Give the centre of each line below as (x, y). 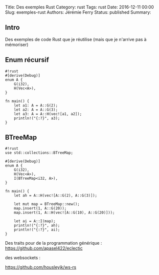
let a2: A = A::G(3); (36, 109)
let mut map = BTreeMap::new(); (47, 204)
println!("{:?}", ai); (37, 230)
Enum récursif (27, 60)
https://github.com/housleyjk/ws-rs (41, 267)
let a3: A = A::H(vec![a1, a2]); (48, 114)
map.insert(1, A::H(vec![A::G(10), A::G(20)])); (64, 213)
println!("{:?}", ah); (37, 226)
